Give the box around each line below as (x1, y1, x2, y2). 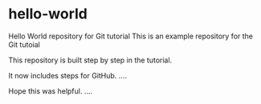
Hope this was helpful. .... (8, 86, 93, 96)
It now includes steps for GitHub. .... (8, 70, 127, 80)
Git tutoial (8, 39, 40, 49)
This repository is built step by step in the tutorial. (8, 55, 173, 65)
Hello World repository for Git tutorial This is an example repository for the (8, 31, 254, 41)
